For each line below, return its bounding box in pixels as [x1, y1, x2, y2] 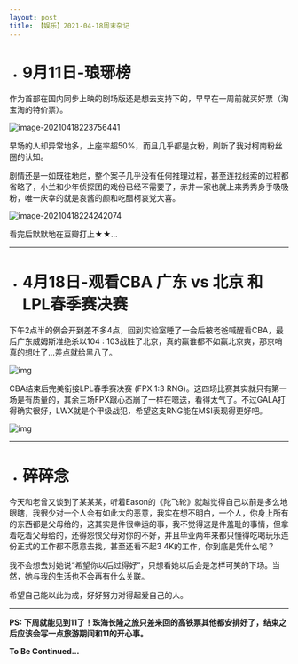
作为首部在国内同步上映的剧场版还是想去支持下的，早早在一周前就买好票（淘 [9, 93, 289, 104]
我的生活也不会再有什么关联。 [39, 571, 149, 582]
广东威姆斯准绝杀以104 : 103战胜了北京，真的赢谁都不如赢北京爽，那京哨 [16, 336, 283, 347]
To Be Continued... [9, 646, 80, 657]
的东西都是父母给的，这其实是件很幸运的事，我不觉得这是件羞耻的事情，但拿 [9, 519, 289, 530]
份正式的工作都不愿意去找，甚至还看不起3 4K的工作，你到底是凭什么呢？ [9, 541, 276, 552]
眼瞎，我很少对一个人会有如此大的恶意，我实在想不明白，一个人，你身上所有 [9, 508, 289, 518]
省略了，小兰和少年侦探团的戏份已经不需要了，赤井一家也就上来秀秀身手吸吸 [9, 181, 289, 192]
